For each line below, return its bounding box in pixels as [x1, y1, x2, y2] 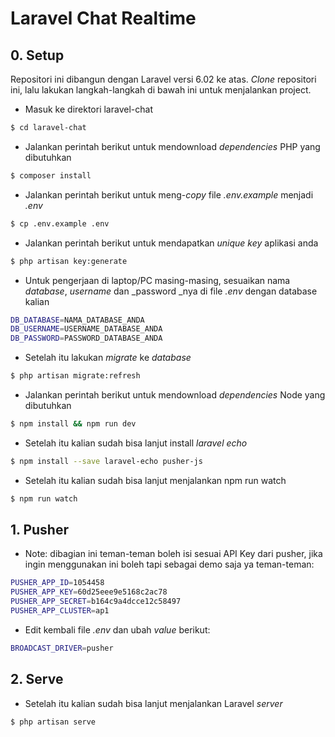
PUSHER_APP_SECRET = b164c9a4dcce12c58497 [10, 597, 182, 607]
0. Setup [10, 47, 65, 64]
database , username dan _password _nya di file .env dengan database [24, 285, 318, 297]
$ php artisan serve [10, 717, 97, 727]
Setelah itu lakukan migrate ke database [24, 352, 192, 364]
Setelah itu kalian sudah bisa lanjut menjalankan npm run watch [24, 474, 287, 486]
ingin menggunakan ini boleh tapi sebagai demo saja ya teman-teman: [24, 558, 315, 571]
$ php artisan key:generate [10, 256, 128, 266]
